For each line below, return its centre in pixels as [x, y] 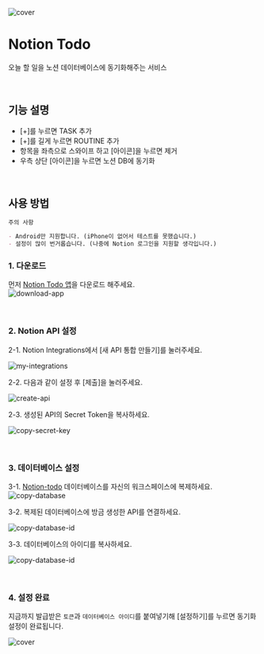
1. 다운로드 [27, 266]
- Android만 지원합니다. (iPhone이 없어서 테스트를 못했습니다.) [102, 237]
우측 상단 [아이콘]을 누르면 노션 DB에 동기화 [87, 161]
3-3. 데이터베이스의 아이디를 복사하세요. [70, 544]
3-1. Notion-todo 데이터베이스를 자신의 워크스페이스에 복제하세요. [110, 487]
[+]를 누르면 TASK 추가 [56, 130]
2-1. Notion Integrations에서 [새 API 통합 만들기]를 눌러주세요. [105, 350]
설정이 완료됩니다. [36, 626]
